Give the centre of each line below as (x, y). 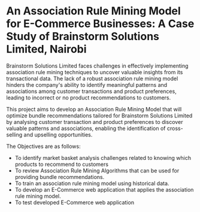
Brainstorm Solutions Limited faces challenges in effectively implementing (97, 66)
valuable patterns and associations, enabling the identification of (86, 128)
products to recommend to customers (62, 164)
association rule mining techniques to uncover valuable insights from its (95, 72)
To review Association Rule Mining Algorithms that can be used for (97, 170)
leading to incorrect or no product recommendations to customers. (89, 98)
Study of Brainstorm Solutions (83, 37)
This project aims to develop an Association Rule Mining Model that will (94, 109)
